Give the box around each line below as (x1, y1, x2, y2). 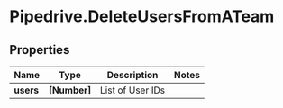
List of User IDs (100, 84, 166, 96)
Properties (9, 42, 70, 58)
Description (106, 69, 159, 81)
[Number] (48, 84, 92, 96)
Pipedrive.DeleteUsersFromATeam (9, 6, 275, 27)
